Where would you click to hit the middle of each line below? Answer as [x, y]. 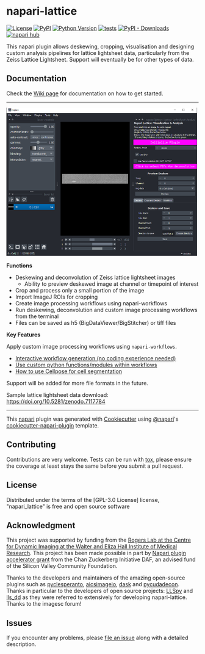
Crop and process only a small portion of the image [80, 290]
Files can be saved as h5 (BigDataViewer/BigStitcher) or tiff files [95, 322]
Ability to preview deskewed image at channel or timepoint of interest [111, 284]
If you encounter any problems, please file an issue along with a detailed [97, 638]
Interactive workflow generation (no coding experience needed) [95, 358]
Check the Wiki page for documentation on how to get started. [85, 93]
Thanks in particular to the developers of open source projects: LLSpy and [100, 591]
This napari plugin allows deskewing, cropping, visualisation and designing [100, 46]
